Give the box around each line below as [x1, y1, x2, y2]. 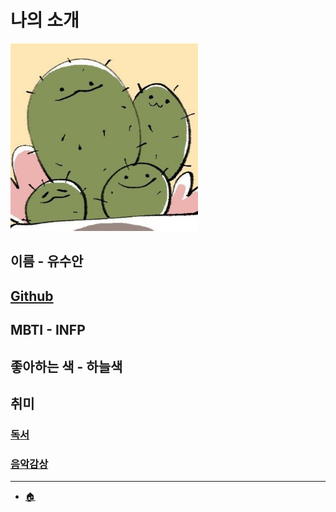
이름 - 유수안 [10, 253, 84, 270]
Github [10, 287, 54, 305]
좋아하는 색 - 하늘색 [10, 358, 123, 375]
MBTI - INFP [10, 322, 86, 339]
